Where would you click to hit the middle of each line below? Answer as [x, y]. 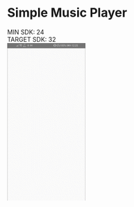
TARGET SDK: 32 [32, 39]
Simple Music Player [67, 13]
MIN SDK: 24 [26, 32]
